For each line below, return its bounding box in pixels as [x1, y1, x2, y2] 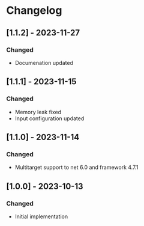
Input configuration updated [14, 115, 85, 122]
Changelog [6, 4, 62, 17]
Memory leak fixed [14, 108, 62, 115]
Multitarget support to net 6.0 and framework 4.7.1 [14, 163, 139, 171]
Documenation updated [14, 59, 74, 66]
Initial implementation [14, 213, 68, 220]
